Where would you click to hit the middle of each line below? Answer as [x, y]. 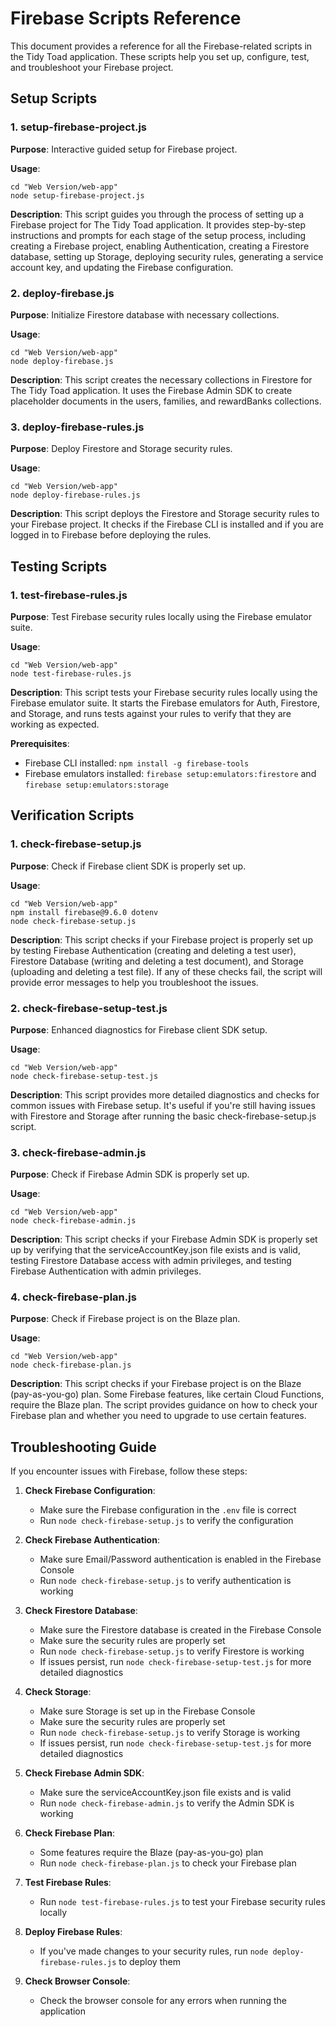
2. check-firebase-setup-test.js [89, 1008]
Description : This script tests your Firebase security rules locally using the [164, 692]
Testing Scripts [59, 566]
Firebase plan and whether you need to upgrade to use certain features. [158, 1416]
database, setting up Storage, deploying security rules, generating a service [167, 256]
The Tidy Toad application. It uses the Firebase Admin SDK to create [151, 390]
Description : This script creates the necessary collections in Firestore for [161, 379]
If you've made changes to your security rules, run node [154, 1951]
